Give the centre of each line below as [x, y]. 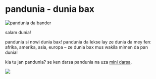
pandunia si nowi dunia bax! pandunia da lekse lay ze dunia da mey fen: [78, 42]
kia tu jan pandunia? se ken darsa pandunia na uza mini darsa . [69, 62]
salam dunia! [18, 32]
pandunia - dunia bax [50, 9]
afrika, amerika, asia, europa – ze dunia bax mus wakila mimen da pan [77, 47]
